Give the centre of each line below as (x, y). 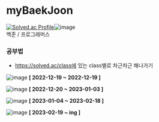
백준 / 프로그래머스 (28, 34)
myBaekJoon (40, 11)
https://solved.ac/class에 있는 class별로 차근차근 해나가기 (84, 66)
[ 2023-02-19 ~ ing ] (55, 112)
